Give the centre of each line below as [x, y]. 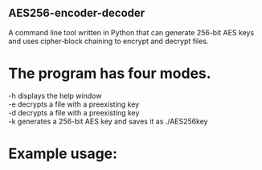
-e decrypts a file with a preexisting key [74, 104]
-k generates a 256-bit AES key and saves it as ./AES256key [108, 121]
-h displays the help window [55, 95]
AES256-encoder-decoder [77, 13]
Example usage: [63, 154]
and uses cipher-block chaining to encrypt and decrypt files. [108, 41]
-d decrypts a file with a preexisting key [74, 112]
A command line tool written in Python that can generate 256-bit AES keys [131, 32]
